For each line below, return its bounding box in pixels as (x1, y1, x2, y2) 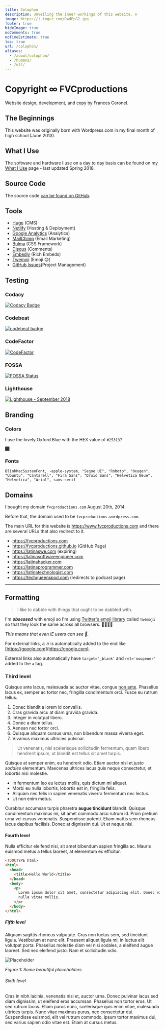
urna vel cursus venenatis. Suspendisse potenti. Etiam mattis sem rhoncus (5, 816, 156, 822)
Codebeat (5, 314, 29, 321)
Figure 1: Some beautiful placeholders (5, 966, 82, 972)
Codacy (5, 291, 25, 298)
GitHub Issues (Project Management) (12, 262, 86, 268)
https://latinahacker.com (12, 559, 62, 565)
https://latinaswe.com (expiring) (12, 548, 77, 554)
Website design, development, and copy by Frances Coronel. (5, 100, 129, 106)
